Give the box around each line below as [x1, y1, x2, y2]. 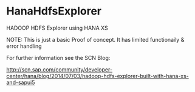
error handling [6, 42, 42, 50]
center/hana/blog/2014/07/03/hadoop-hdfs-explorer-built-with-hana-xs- [6, 72, 190, 79]
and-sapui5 [6, 79, 35, 86]
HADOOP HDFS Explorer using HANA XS [6, 24, 108, 31]
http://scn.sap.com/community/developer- [6, 65, 113, 73]
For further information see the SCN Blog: [6, 54, 111, 61]
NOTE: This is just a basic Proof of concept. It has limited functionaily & [6, 36, 185, 43]
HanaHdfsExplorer [6, 4, 102, 18]
